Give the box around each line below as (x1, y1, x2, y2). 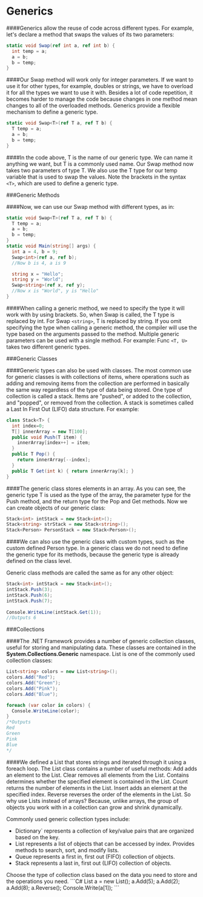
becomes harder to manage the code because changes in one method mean (6, 95, 198, 103)
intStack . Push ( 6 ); (6, 592, 53, 598)
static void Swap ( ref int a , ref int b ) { (6, 43, 115, 49)
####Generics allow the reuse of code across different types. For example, (6, 24, 194, 32)
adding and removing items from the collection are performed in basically (6, 380, 190, 387)
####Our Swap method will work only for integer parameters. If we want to (6, 76, 194, 83)
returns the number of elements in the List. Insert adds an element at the (6, 784, 187, 791)
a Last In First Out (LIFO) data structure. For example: (6, 405, 139, 412)
